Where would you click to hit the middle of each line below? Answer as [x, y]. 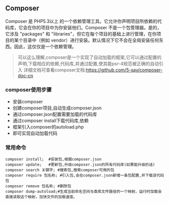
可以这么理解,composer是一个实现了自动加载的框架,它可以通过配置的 [90, 57]
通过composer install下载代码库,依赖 [50, 120]
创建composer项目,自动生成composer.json [57, 108]
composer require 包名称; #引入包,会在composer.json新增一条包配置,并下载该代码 [85, 176]
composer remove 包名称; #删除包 [38, 186]
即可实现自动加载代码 [35, 133]
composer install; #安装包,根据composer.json [53, 159]
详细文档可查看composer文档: [55, 70]
